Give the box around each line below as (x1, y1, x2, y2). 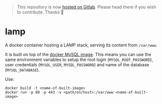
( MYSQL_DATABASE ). (5, 67, 40, 73)
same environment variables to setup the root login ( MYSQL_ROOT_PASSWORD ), (5, 57, 153, 62)
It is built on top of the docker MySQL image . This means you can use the (5, 51, 151, 57)
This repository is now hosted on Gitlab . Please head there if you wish (16, 4, 156, 10)
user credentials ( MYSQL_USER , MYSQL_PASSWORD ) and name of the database (5, 61, 149, 67)
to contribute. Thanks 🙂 (16, 9, 64, 15)
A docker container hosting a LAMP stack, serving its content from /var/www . (5, 42, 158, 48)
